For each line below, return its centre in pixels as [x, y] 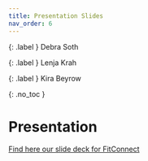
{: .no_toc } [27, 94]
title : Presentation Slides [56, 16]
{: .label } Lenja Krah [43, 63]
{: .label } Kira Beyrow [45, 78]
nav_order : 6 [30, 24]
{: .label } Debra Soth [44, 46]
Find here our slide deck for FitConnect [74, 149]
